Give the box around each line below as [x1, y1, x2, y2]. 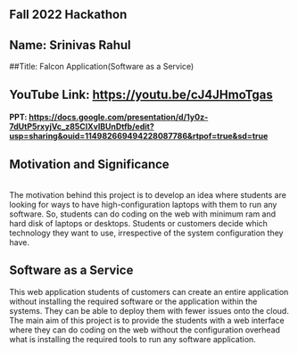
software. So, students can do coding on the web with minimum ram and [9, 209, 277, 219]
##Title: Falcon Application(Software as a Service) [9, 62, 195, 72]
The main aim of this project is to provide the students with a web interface [9, 315, 285, 325]
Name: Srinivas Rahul [9, 37, 131, 53]
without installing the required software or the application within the [9, 296, 258, 307]
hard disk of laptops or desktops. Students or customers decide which [9, 218, 268, 228]
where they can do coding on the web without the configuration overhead [9, 324, 281, 335]
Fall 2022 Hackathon [9, 7, 128, 22]
